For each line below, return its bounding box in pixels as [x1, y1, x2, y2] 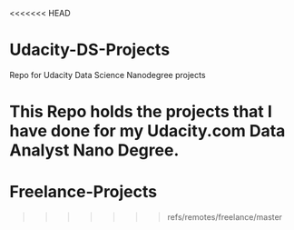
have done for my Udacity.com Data [9, 121, 286, 142]
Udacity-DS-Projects [9, 40, 171, 60]
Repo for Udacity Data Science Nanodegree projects [9, 69, 206, 80]
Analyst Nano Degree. [9, 140, 180, 161]
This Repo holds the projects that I [9, 102, 272, 122]
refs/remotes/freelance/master [167, 212, 283, 223]
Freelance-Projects [9, 182, 157, 203]
